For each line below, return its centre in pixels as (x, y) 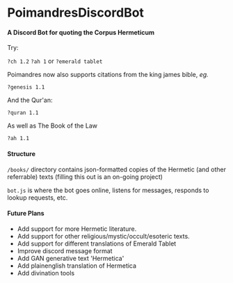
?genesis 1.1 (26, 87)
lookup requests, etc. (38, 197)
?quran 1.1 (23, 113)
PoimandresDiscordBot (76, 13)
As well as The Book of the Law (52, 126)
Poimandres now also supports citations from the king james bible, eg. (108, 75)
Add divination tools (46, 273)
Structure (22, 153)
